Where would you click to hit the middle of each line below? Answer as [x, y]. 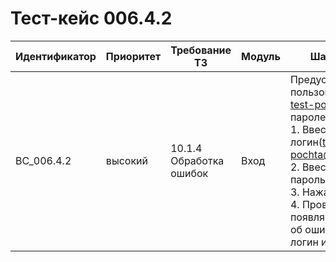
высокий [126, 160]
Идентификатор [56, 56]
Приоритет [133, 56]
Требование [201, 50]
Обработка [197, 160]
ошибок [189, 173]
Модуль [261, 56]
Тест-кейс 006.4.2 [91, 18]
